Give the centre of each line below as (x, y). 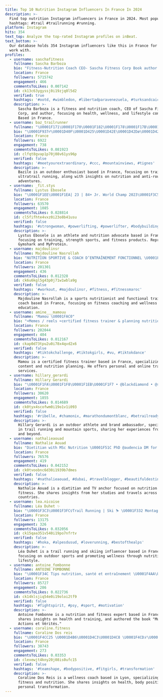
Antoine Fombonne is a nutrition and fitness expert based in (82, 615)
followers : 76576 (31, 457)
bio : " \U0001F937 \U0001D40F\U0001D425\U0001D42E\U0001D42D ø (77, 132)
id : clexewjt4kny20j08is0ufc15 (45, 660)
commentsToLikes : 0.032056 (41, 529)
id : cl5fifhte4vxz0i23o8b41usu (45, 217)
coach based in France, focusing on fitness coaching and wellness (88, 303)
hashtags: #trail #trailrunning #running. (53, 23)
